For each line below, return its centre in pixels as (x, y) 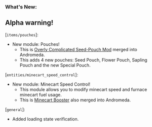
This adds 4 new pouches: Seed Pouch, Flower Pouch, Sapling (83, 60)
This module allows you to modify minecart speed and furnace (83, 89)
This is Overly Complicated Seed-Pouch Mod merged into (78, 49)
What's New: (21, 7)
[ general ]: (15, 109)
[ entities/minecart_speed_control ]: (42, 74)
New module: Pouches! (36, 44)
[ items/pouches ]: (22, 34)
